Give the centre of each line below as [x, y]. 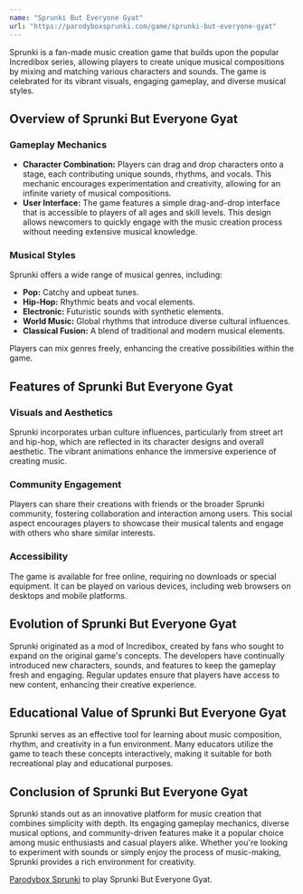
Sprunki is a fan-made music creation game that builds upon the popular [144, 52]
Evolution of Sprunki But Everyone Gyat [123, 625]
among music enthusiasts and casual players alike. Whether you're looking [148, 842]
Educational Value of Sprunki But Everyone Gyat [148, 712]
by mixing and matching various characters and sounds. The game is [138, 71]
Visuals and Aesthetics [61, 412]
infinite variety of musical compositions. [97, 193]
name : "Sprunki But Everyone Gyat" [76, 18]
